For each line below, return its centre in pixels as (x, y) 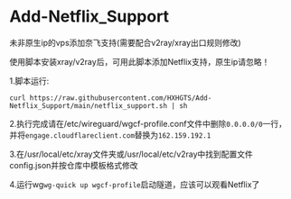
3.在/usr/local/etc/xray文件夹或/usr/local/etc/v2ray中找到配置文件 (131, 154)
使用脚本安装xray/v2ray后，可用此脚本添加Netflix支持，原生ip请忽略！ (140, 61)
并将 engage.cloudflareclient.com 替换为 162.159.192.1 (110, 135)
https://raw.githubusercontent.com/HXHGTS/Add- (121, 98)
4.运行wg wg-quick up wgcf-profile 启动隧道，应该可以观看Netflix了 (135, 184)
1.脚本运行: (29, 81)
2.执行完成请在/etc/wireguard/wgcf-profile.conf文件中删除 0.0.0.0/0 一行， (148, 123)
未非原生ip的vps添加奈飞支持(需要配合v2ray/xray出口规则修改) (125, 42)
